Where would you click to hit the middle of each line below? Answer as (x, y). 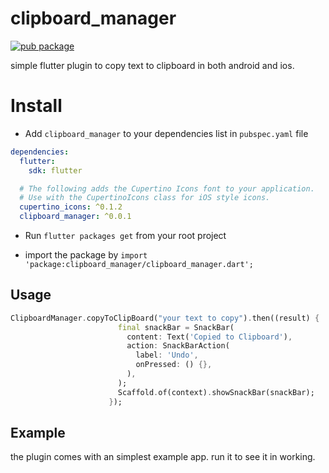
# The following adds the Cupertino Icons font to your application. (167, 188)
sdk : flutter (55, 170)
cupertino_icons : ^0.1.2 (71, 207)
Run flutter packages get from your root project (125, 235)
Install (36, 106)
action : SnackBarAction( (178, 346)
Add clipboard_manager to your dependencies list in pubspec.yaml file (166, 133)
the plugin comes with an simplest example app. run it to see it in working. (163, 457)
